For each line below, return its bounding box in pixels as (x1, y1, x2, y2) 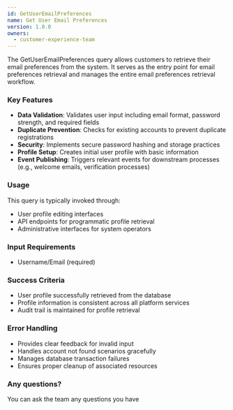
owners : (7, 29, 30, 37)
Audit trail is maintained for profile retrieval (17, 306, 140, 314)
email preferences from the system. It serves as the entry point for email (7, 63, 215, 71)
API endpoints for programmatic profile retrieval (17, 217, 155, 226)
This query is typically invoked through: (7, 196, 121, 205)
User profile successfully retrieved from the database (17, 291, 172, 300)
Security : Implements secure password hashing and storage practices (17, 140, 220, 149)
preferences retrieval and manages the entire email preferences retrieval (7, 71, 216, 79)
